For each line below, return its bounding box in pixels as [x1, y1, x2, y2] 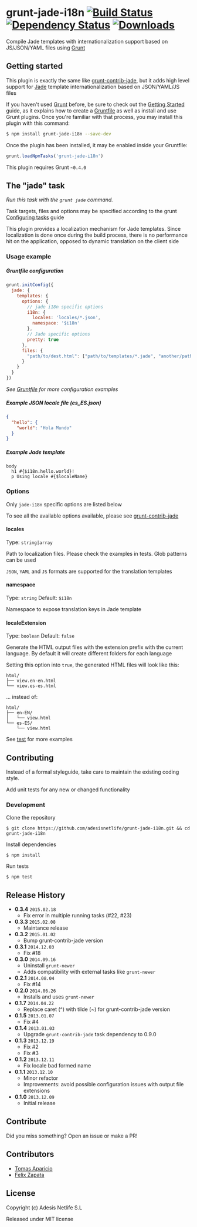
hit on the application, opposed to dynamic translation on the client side [6, 238, 179, 245]
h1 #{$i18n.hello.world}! [11, 469, 75, 475]
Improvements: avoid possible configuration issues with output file [23, 1081, 184, 1088]
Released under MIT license [6, 1215, 74, 1222]
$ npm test [6, 874, 33, 880]
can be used [6, 556, 36, 563]
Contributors [6, 1149, 55, 1159]
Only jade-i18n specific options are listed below [6, 500, 122, 508]
